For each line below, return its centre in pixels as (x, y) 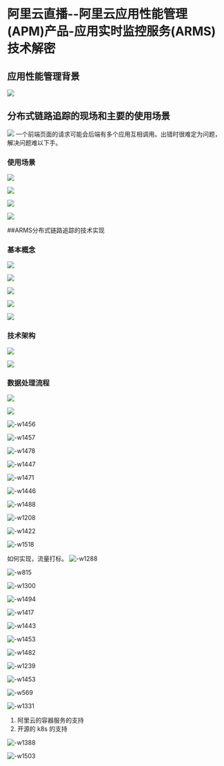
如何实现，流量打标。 (37, 558)
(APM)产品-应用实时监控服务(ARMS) (112, 31)
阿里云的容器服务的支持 (50, 720)
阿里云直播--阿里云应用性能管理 (98, 14)
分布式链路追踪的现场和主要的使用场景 (89, 116)
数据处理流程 (29, 383)
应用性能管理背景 (43, 76)
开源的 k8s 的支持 (42, 729)
